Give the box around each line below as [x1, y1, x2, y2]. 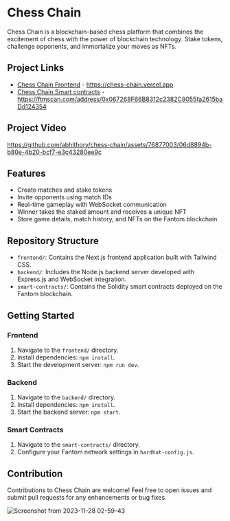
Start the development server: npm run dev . [16, 360, 139, 368]
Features [7, 167, 46, 179]
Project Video [7, 122, 67, 134]
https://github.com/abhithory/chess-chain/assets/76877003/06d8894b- [7, 140, 212, 148]
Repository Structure [7, 235, 100, 247]
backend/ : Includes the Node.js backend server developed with [16, 268, 195, 276]
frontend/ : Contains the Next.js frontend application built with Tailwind [16, 253, 218, 262]
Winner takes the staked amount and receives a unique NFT [16, 208, 187, 216]
